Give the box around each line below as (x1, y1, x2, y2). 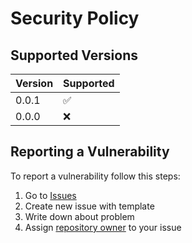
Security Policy (10, 7, 140, 30)
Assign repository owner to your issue (24, 221, 182, 233)
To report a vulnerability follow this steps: (10, 170, 181, 182)
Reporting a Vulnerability (10, 143, 170, 161)
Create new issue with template (24, 200, 155, 212)
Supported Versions (10, 47, 138, 64)
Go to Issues (24, 189, 77, 201)
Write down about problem (24, 210, 135, 222)
